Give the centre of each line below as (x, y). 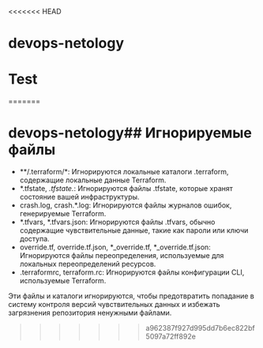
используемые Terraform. (63, 281)
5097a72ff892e (171, 337)
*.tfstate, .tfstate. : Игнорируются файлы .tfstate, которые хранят (126, 189)
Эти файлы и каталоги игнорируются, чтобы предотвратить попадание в (131, 296)
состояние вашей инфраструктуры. (79, 197)
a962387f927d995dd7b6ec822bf (200, 328)
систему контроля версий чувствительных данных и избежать (114, 305)
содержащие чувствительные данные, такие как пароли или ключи (134, 230)
